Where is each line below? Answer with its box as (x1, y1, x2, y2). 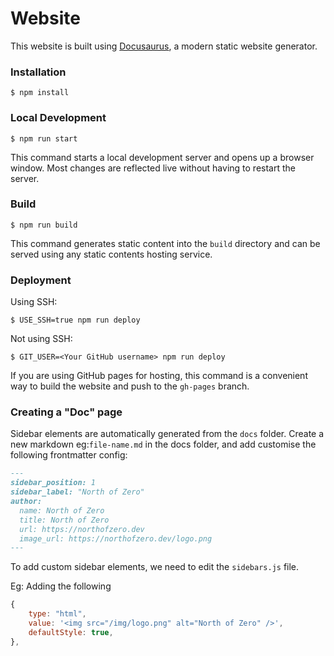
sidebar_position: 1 (10, 478, 97, 488)
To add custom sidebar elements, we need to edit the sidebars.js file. (10, 561, 300, 573)
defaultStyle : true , (28, 627, 114, 637)
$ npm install (10, 88, 70, 98)
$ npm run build (10, 220, 78, 230)
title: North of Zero (19, 515, 110, 525)
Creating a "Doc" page (10, 405, 123, 419)
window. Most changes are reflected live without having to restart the (10, 162, 296, 174)
